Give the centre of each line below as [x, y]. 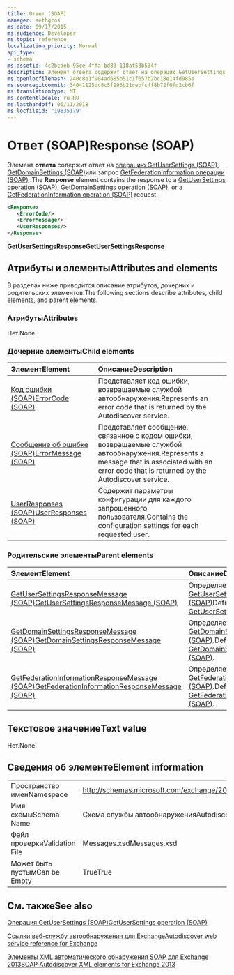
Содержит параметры [135, 491]
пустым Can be [36, 872]
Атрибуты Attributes [43, 318]
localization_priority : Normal [53, 46]
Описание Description [135, 369]
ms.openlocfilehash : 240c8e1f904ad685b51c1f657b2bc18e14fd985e [101, 78]
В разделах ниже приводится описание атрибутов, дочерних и [101, 285]
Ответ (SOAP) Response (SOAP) [101, 145]
